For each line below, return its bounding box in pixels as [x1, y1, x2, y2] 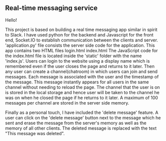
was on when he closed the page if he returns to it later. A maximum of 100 [5, 95, 159, 101]
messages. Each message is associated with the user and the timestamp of [5, 73, 159, 79]
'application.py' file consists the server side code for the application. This [5, 42, 155, 48]
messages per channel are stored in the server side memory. [5, 100, 130, 106]
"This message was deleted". [5, 130, 65, 136]
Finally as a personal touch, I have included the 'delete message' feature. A [5, 109, 159, 115]
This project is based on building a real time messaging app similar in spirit [5, 27, 158, 33]
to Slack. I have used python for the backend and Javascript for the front [5, 32, 154, 37]
